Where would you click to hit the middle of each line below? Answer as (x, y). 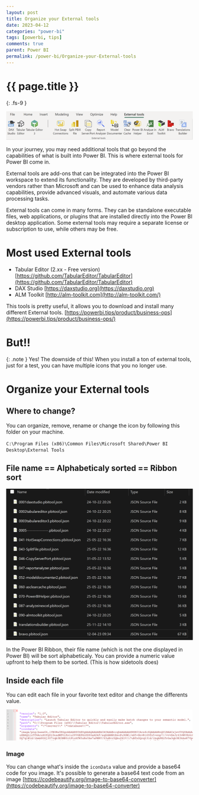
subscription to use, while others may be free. (62, 229)
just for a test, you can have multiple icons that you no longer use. (86, 365)
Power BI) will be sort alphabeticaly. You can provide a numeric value (90, 656)
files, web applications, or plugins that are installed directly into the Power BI (99, 216)
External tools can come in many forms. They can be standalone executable (99, 210)
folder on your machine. (35, 432)
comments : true (25, 44)
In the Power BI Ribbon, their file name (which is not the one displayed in (94, 649)
